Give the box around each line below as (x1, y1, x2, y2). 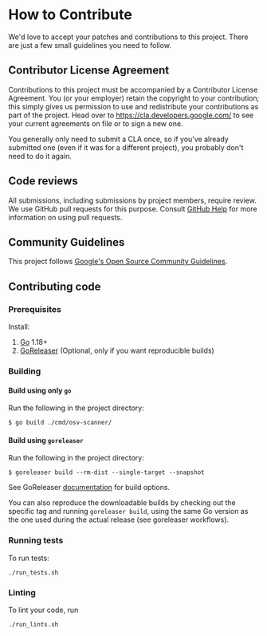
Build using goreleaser (8, 435, 84, 444)
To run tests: (8, 553, 49, 563)
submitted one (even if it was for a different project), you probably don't (8, 142, 244, 152)
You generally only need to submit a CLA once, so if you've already (8, 134, 229, 144)
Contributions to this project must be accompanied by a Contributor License (8, 85, 258, 94)
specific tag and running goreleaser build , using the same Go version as (8, 507, 249, 516)
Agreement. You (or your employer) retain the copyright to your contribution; (8, 93, 260, 103)
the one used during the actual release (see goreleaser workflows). (8, 515, 230, 524)
